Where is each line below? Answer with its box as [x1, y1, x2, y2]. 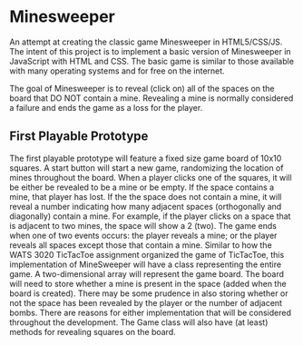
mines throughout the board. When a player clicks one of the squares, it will [9, 172, 292, 183]
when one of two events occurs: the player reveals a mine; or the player [9, 230, 278, 241]
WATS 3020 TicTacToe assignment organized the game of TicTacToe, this [9, 249, 285, 260]
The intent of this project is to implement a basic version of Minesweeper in [9, 45, 292, 56]
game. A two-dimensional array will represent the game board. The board [9, 268, 284, 279]
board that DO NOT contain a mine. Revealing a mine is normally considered [9, 93, 294, 104]
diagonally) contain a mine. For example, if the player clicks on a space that [9, 211, 291, 222]
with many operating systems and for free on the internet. [9, 65, 225, 76]
